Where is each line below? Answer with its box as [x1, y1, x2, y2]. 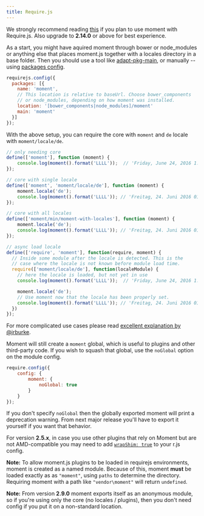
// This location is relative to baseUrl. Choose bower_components [17, 92, 191, 98]
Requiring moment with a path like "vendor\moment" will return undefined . [6, 478, 188, 486]
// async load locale [6, 244, 61, 250]
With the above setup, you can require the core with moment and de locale [6, 131, 188, 138]
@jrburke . [6, 329, 32, 336]
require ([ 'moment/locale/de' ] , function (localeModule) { [12, 266, 159, 273]
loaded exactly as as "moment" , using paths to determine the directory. [6, 472, 181, 479]
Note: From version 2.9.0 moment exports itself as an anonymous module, [6, 490, 193, 497]
